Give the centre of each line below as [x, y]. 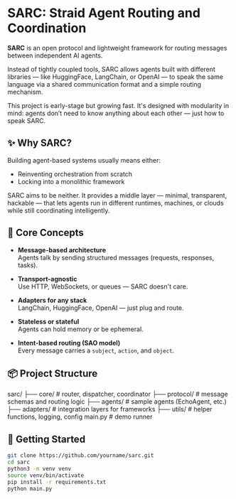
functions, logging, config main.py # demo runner [80, 417]
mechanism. [25, 92]
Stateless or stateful [48, 321]
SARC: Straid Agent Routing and [104, 13]
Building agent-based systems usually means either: [84, 160]
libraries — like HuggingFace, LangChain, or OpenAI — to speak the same [116, 77]
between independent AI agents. [55, 55]
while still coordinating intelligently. [59, 210]
